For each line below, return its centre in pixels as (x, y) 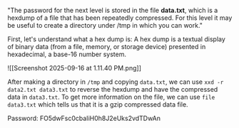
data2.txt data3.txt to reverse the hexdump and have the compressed (113, 89)
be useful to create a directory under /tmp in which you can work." (105, 25)
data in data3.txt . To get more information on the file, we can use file (111, 97)
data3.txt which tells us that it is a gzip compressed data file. (98, 105)
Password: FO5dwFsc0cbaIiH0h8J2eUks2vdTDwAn (84, 118)
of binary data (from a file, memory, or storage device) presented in (107, 47)
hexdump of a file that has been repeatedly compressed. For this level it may (120, 18)
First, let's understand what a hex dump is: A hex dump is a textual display (117, 39)
